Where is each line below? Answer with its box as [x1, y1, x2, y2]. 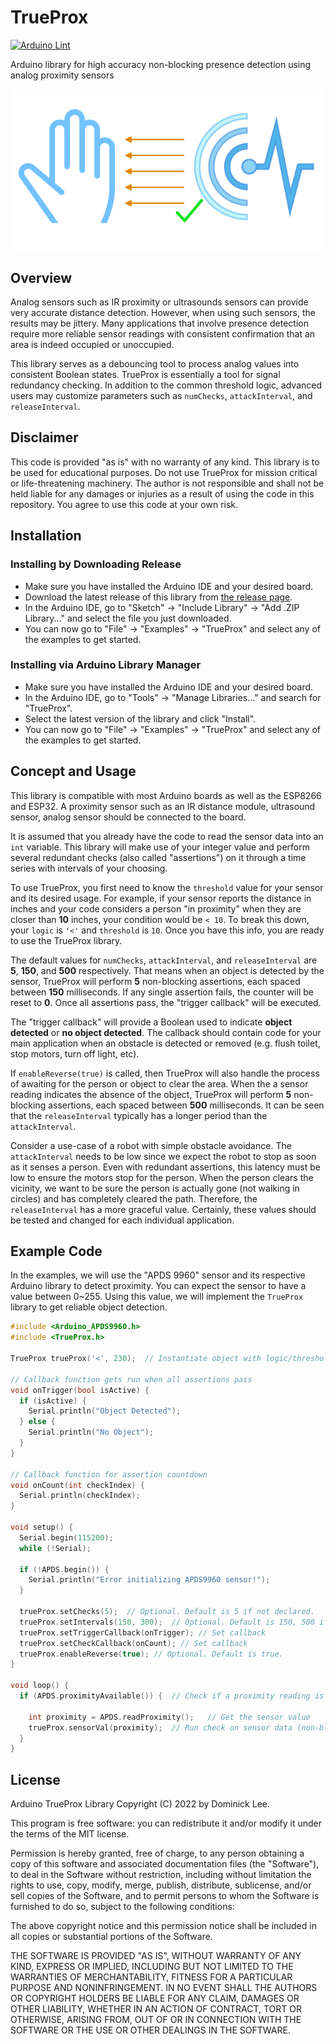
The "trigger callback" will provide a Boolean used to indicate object [10, 1016, 293, 1028]
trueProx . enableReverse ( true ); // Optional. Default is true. [19, 1649, 284, 1659]
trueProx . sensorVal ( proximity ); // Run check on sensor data [28, 1722, 293, 1733]
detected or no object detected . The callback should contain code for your [10, 1026, 322, 1038]
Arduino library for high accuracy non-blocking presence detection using [10, 58, 312, 70]
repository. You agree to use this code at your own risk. [10, 498, 239, 510]
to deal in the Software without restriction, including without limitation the [10, 1869, 312, 1881]
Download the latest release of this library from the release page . [24, 591, 293, 603]
